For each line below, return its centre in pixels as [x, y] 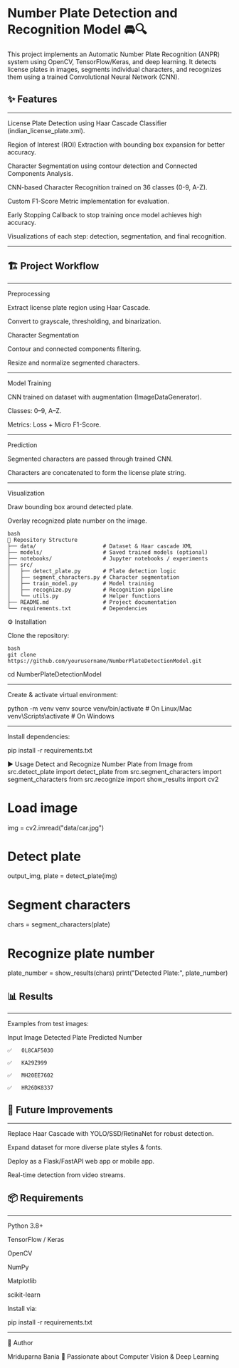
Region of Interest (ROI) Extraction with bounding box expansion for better [116, 145]
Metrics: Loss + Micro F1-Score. [54, 424]
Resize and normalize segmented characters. [74, 362]
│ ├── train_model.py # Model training [81, 583]
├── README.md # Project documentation [92, 602]
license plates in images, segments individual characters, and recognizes [115, 69]
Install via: [22, 1308]
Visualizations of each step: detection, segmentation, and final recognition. [117, 236]
